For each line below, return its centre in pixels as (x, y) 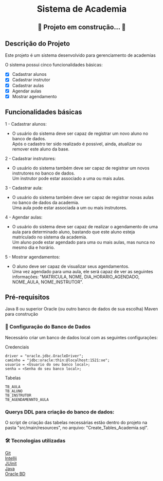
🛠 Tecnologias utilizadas (35, 440)
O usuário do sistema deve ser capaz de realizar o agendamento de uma (85, 226)
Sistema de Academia (82, 9)
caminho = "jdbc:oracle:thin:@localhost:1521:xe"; (57, 360)
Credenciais (17, 347)
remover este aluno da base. (41, 149)
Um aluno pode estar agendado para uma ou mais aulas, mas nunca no (83, 242)
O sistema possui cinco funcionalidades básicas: (54, 65)
